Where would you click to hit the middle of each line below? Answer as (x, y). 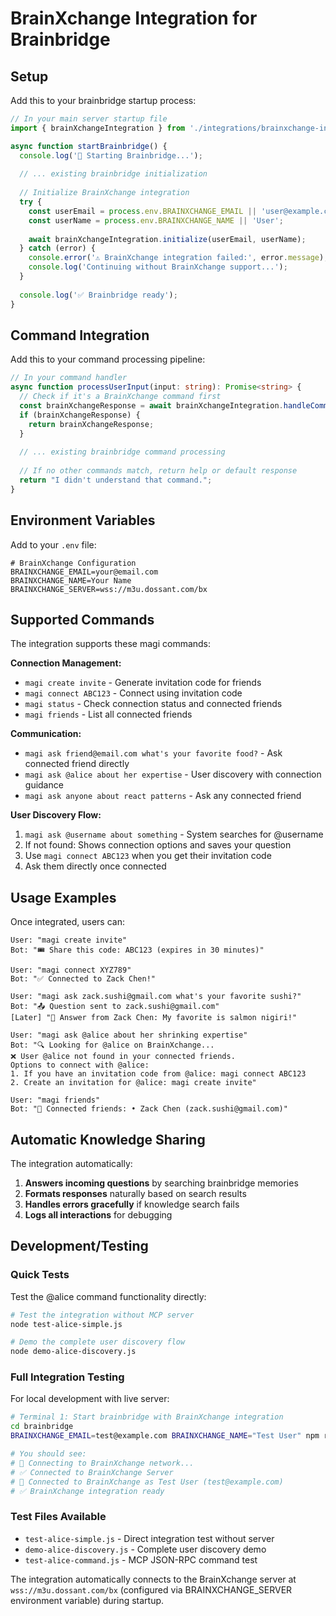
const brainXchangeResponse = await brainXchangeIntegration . (151, 405)
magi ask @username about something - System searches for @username (174, 834)
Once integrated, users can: (67, 922)
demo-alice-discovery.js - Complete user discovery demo (145, 1549)
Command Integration (80, 335)
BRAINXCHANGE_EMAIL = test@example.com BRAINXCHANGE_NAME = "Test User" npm (165, 1436)
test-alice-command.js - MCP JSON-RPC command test (141, 1559)
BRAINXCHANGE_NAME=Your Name (71, 580)
